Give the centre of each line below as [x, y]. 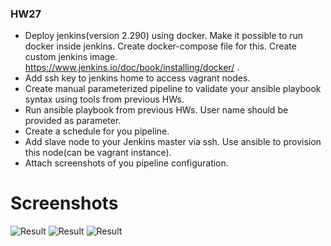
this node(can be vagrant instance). [98, 153]
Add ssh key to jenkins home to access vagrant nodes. [137, 78]
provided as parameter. [73, 121]
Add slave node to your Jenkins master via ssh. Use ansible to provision [173, 142]
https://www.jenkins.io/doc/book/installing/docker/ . [132, 68]
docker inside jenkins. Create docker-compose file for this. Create [160, 46]
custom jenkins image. [71, 57]
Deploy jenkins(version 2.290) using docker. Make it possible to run [164, 36]
